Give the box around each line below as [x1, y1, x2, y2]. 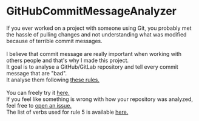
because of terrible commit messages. [6, 37, 103, 44]
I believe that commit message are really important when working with [6, 50, 182, 57]
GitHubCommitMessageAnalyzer [6, 4, 177, 18]
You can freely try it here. [6, 89, 70, 96]
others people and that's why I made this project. [6, 57, 129, 64]
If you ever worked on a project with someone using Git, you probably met [6, 24, 192, 32]
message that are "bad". [6, 69, 67, 77]
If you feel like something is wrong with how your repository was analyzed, [6, 95, 193, 103]
